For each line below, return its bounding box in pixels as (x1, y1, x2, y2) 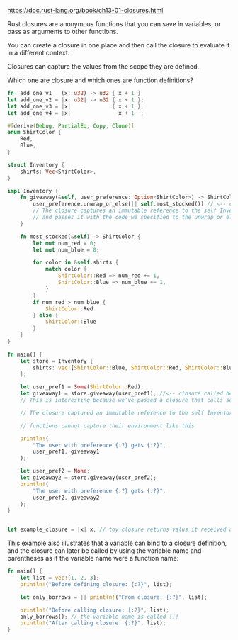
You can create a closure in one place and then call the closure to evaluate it (7, 41, 230, 49)
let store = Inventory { (20, 357, 93, 364)
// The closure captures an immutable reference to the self (33, 207, 217, 215)
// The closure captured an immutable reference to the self (20, 409, 204, 417)
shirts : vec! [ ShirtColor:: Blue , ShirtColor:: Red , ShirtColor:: (33, 364, 223, 371)
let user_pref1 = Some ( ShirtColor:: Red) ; (20, 383, 144, 391)
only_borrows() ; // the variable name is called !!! (20, 613, 179, 620)
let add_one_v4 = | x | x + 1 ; (7, 109, 144, 116)
